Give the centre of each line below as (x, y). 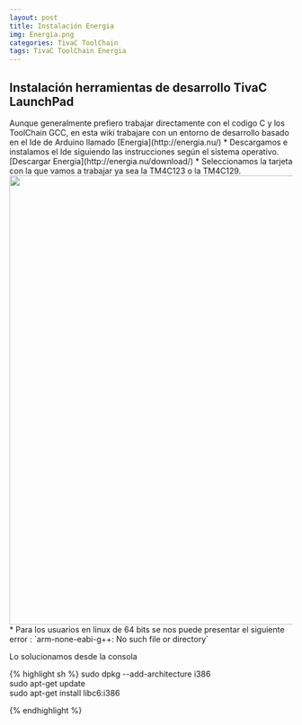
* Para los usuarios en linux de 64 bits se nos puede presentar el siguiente (147, 629)
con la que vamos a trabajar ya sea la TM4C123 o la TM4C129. (125, 171)
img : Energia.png (42, 34)
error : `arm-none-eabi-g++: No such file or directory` (109, 639)
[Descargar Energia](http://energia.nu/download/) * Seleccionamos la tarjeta (151, 161)
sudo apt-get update (47, 683)
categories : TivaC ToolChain (64, 43)
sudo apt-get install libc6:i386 (65, 693)
